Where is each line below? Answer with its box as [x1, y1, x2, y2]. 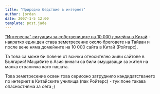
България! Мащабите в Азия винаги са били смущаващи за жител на [5, 59, 148, 64]
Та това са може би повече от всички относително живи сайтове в [5, 54, 145, 60]
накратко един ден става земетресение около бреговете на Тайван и [5, 39, 150, 45]
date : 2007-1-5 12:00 [5, 16, 49, 21]
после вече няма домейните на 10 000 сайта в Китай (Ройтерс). [5, 44, 138, 50]
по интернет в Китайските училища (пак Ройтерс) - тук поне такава [5, 78, 146, 84]
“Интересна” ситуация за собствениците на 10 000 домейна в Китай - [5, 34, 151, 40]
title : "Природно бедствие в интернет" [5, 7, 86, 12]
